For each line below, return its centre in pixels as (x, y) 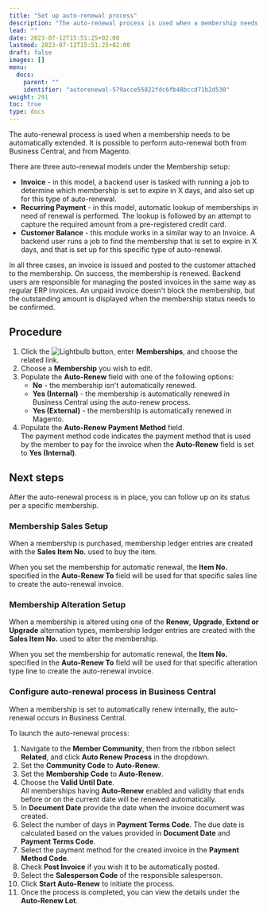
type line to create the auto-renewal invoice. (81, 671)
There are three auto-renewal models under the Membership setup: (120, 167)
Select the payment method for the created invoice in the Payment (130, 850)
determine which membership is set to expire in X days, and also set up (137, 190)
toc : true (25, 104)
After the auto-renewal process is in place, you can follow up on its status (130, 497)
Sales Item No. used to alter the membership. (83, 639)
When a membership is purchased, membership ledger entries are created (131, 543)
